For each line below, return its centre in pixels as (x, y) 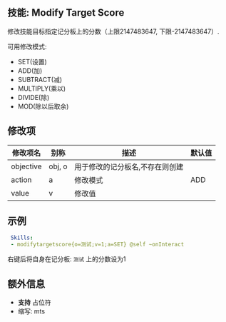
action (21, 179)
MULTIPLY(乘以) (42, 89)
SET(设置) (32, 61)
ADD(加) (30, 71)
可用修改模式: (27, 46)
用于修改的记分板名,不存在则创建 (129, 166)
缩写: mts (31, 311)
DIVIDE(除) (34, 97)
